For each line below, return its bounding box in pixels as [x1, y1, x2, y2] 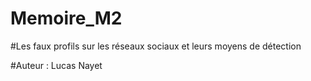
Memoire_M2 [10, 7, 123, 30]
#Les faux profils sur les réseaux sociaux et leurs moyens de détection [10, 40, 302, 52]
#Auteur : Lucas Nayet [10, 59, 103, 71]
